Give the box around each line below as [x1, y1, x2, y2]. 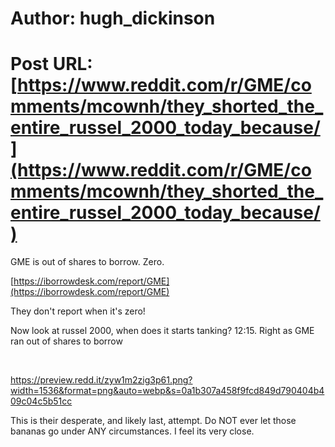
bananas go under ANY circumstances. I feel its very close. [10, 425, 255, 437]
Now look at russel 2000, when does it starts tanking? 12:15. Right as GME [10, 325, 315, 337]
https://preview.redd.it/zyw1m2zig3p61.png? [10, 374, 193, 386]
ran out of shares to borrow [10, 335, 123, 347]
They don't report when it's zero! [10, 305, 146, 317]
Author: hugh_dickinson [10, 7, 216, 30]
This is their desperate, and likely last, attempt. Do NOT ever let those [10, 415, 297, 427]
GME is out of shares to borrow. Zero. [10, 256, 165, 268]
